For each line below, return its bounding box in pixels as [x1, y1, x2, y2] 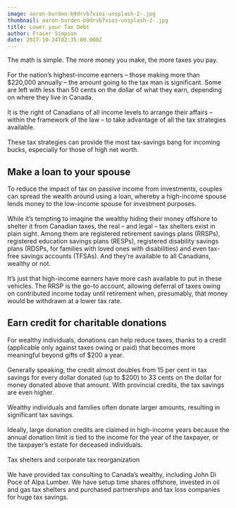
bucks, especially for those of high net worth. [7, 146, 139, 154]
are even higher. [7, 388, 54, 396]
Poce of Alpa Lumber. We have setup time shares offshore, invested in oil [7, 478, 220, 486]
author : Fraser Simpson [7, 30, 77, 37]
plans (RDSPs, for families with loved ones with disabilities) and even [7, 244, 207, 253]
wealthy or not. [7, 259, 51, 267]
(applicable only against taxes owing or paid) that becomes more [7, 343, 196, 352]
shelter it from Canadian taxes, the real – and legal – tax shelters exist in [7, 222, 216, 230]
